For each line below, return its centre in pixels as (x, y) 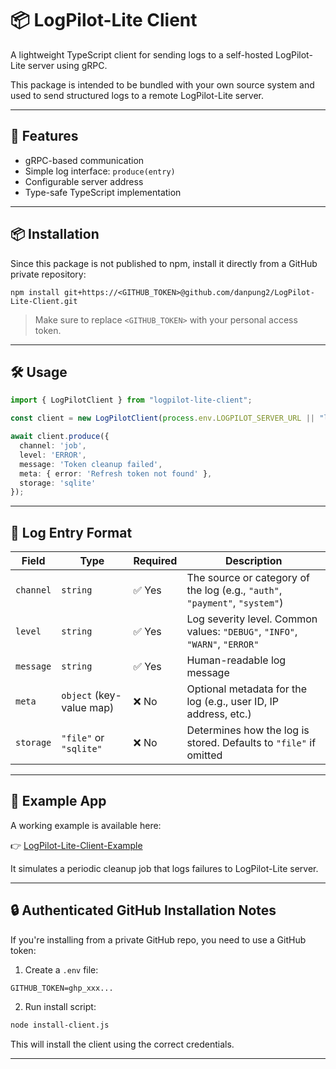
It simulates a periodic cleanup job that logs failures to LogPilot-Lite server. (164, 868)
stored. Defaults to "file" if (251, 743)
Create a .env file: (61, 969)
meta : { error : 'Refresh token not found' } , (116, 473)
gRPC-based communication (84, 160)
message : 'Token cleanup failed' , (91, 464)
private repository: (48, 274)
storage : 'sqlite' (58, 483)
